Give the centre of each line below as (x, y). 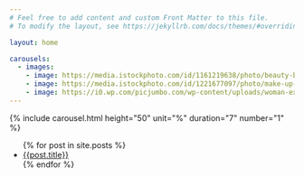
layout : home (34, 42)
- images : (36, 67)
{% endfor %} (48, 164)
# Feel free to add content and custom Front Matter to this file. (139, 18)
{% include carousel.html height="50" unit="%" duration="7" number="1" (147, 117)
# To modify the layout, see (64, 26)
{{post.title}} (46, 154)
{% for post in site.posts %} (74, 144)
